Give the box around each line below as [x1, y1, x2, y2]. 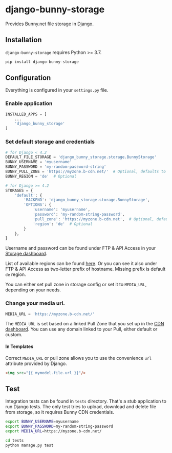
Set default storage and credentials [5, 138, 95, 145]
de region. [5, 271, 27, 277]
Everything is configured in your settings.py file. [5, 87, 109, 93]
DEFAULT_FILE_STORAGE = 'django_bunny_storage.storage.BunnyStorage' [5, 154, 157, 160]
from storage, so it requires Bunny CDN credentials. [5, 409, 114, 415]
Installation [5, 36, 42, 44]
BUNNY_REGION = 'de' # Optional [5, 173, 77, 179]
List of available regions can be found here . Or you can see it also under [5, 260, 158, 267]
